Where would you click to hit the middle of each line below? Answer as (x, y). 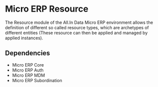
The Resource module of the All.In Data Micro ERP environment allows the (79, 22)
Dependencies (27, 53)
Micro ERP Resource (47, 9)
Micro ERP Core (28, 65)
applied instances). (24, 38)
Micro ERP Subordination (37, 80)
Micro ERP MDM (28, 75)
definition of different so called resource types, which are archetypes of (77, 27)
